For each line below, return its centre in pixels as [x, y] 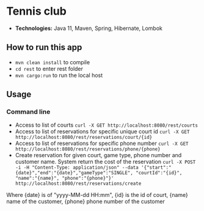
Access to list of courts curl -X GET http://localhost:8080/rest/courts [107, 125]
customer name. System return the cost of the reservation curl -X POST [105, 162]
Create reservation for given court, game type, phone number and [98, 155]
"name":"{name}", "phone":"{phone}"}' [64, 179]
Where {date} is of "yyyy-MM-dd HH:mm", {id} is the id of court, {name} [97, 195]
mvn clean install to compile [53, 62]
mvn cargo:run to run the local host [59, 75]
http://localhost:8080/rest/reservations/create [78, 184]
